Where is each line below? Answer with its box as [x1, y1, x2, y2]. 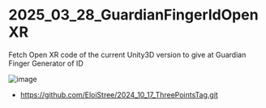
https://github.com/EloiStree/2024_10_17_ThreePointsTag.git [19, 89, 219, 99]
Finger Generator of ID [8, 58, 84, 68]
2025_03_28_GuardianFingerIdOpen [8, 6, 259, 24]
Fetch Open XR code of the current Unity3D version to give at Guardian [8, 50, 247, 59]
